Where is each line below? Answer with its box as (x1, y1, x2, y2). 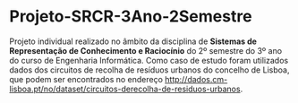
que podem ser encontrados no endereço (9, 73, 164, 84)
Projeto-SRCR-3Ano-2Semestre (9, 6, 252, 27)
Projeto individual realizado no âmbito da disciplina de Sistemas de (9, 36, 258, 47)
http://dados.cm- (165, 73, 228, 84)
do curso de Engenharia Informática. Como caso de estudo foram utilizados (9, 55, 289, 65)
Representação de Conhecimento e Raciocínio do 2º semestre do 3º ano (9, 45, 283, 56)
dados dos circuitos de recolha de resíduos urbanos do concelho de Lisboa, (9, 64, 290, 75)
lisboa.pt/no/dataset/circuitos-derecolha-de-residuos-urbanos (9, 83, 241, 94)
